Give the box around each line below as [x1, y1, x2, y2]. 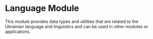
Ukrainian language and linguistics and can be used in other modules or [5, 23, 149, 29]
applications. [5, 29, 31, 34]
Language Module [5, 3, 79, 14]
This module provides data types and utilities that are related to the [5, 19, 139, 24]
